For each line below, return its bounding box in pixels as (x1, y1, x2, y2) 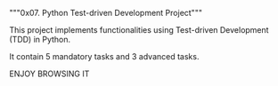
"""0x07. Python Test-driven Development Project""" (9, 8, 203, 18)
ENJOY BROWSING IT (9, 68, 90, 79)
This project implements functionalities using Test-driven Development (9, 25, 269, 35)
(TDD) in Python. (9, 35, 71, 44)
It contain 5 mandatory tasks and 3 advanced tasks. (9, 51, 200, 61)
